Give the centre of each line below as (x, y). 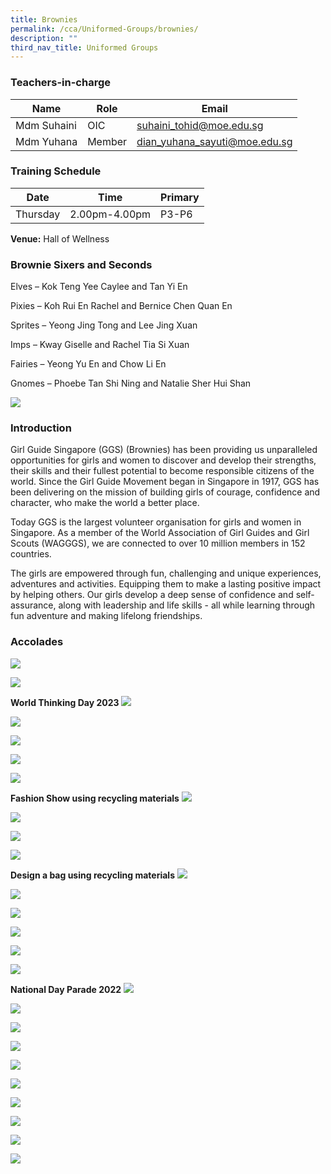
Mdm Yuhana (46, 141)
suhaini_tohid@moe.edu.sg (200, 125)
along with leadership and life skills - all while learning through (187, 605)
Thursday (38, 214)
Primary (180, 197)
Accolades (37, 642)
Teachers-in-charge (60, 83)
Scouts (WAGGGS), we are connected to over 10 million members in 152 (158, 543)
